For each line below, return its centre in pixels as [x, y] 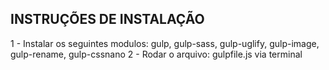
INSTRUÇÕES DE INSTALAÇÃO [107, 19]
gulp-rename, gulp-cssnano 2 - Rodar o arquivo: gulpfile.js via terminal [156, 54]
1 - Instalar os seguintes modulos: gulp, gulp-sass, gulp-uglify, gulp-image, [165, 43]
